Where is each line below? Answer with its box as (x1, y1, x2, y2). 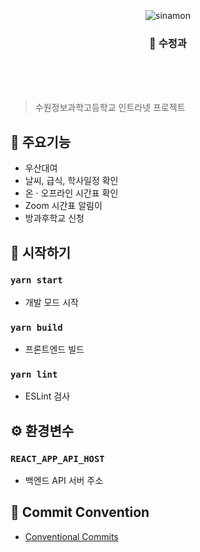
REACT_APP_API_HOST (10, 453, 105, 464)
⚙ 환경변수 (10, 422, 75, 439)
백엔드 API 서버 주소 (24, 475, 104, 487)
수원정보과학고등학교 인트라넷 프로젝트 (34, 102, 186, 114)
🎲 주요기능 (10, 133, 72, 151)
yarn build (10, 322, 63, 333)
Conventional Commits (24, 530, 119, 542)
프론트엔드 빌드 (24, 343, 85, 356)
